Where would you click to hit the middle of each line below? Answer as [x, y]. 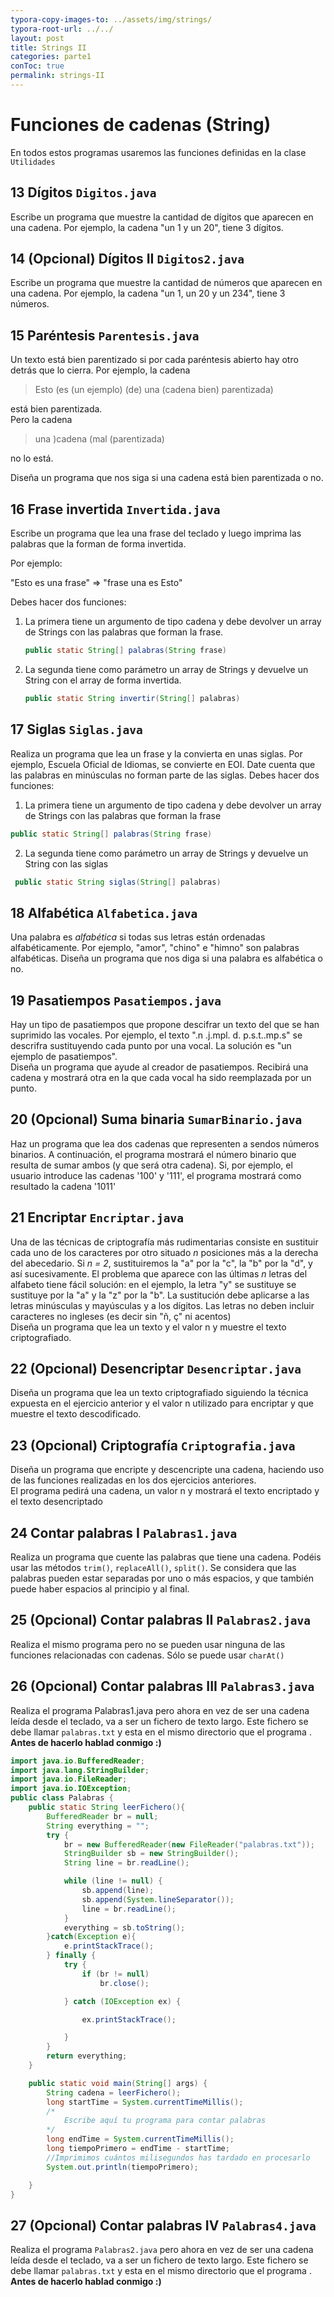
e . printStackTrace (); [109, 1946]
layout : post [37, 38]
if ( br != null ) [115, 1974]
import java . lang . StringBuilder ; [80, 1770]
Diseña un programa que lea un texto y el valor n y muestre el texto [148, 1327]
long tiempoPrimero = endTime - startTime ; [138, 2149]
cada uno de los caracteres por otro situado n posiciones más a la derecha [164, 1252]
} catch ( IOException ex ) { [122, 2001]
